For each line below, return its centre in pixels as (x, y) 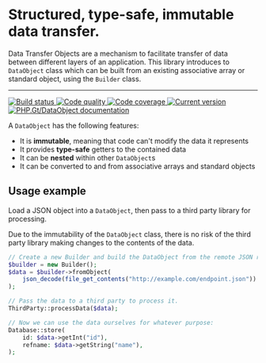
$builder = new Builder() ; (53, 265)
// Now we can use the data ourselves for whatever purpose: (111, 322)
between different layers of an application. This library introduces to (119, 62)
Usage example (47, 191)
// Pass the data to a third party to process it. (93, 301)
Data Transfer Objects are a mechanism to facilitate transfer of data (118, 53)
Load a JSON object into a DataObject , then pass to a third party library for (129, 210)
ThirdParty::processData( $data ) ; (63, 308)
